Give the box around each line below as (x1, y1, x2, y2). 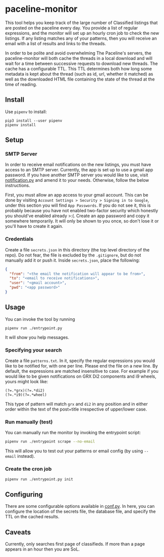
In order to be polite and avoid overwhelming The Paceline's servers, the (5, 50, 152, 56)
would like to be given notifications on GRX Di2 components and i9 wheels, (5, 373, 157, 379)
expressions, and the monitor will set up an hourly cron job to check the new (5, 30, 159, 36)
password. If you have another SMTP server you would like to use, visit (5, 172, 148, 178)
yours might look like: (5, 379, 48, 385)
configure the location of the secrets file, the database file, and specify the (5, 508, 156, 514)
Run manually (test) (5, 418, 53, 425)
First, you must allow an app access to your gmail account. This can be (5, 192, 148, 198)
